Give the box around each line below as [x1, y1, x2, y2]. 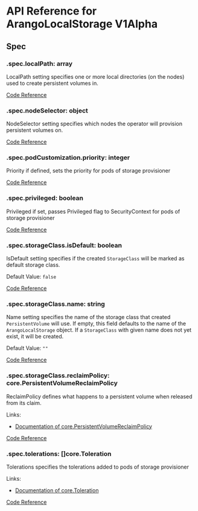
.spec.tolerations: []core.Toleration [6, 449, 112, 458]
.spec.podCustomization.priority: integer [6, 153, 130, 162]
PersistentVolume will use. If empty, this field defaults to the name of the [6, 320, 186, 328]
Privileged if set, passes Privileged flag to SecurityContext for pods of [6, 208, 180, 215]
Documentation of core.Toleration [14, 486, 99, 494]
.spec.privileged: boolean [6, 194, 83, 202]
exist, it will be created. [6, 333, 64, 340]
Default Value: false [6, 273, 56, 280]
